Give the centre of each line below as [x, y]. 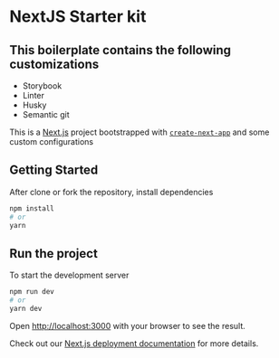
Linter [34, 95]
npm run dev [32, 292]
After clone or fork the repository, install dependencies [111, 192]
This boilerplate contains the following [120, 50]
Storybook [42, 86]
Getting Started [54, 170]
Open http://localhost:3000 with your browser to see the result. [128, 325]
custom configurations [51, 141]
